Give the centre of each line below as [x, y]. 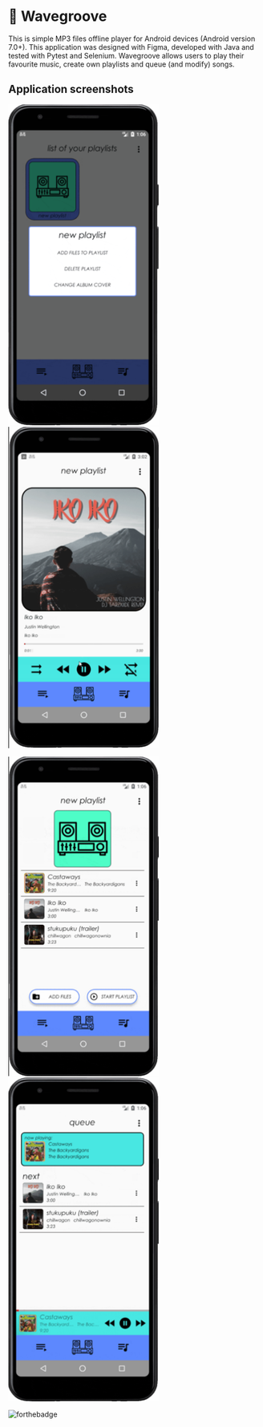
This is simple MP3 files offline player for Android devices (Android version [132, 39]
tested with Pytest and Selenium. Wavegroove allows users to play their [126, 55]
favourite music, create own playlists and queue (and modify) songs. [121, 64]
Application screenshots [71, 89]
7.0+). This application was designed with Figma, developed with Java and [131, 47]
